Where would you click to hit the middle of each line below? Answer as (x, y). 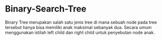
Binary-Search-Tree (46, 9)
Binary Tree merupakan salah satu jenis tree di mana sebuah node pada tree (81, 22)
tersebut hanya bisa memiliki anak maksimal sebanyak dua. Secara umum (78, 27)
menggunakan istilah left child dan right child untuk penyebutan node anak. (80, 32)
